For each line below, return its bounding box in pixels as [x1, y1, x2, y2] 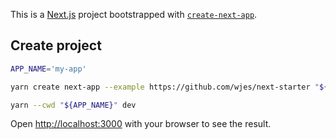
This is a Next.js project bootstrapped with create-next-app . [10, 9, 258, 20]
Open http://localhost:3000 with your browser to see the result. [10, 118, 272, 130]
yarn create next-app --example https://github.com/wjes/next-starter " [10, 82, 320, 92]
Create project [10, 37, 102, 54]
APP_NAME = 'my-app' [10, 64, 87, 74]
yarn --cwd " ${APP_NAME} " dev [10, 100, 137, 110]
